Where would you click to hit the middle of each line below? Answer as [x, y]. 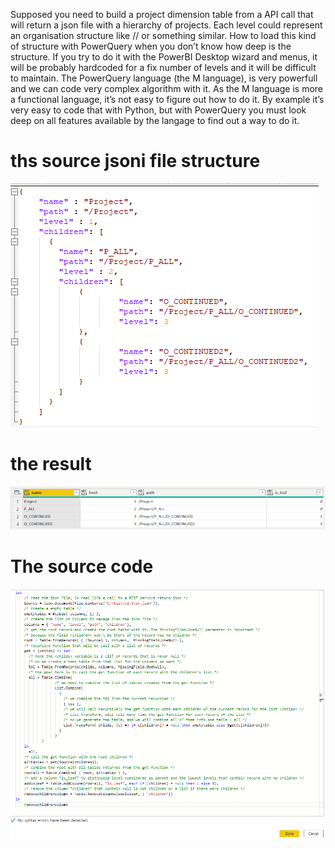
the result [51, 464]
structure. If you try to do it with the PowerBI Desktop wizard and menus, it [164, 57]
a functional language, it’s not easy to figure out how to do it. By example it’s [167, 99]
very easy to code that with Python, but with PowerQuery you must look [158, 110]
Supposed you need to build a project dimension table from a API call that [162, 14]
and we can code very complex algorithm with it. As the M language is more [167, 88]
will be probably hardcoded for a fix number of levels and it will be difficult [163, 67]
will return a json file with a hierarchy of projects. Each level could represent [166, 25]
